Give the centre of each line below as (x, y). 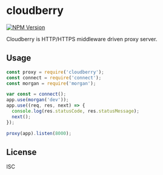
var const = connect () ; (36, 94)
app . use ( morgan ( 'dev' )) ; (38, 100)
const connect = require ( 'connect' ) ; (54, 78)
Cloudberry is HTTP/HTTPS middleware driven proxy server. (82, 39)
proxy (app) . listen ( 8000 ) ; (39, 133)
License (22, 152)
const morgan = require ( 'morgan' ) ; (51, 83)
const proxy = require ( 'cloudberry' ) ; (55, 72)
